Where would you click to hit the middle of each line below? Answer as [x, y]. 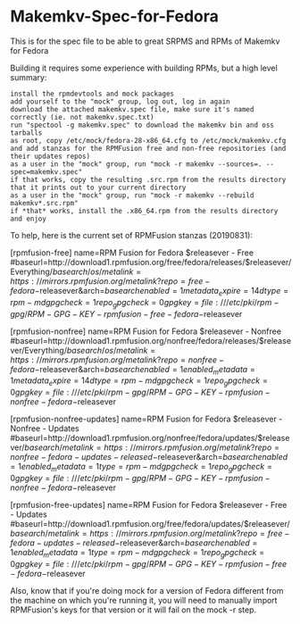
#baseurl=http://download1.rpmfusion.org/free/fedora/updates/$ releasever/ [150, 523]
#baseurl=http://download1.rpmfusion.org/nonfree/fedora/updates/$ [137, 438]
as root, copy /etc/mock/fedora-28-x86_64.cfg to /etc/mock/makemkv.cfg [148, 140]
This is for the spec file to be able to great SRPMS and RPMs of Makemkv [145, 41]
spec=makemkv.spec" [46, 171]
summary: [29, 77]
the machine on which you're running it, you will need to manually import [144, 600]
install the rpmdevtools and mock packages [92, 94]
